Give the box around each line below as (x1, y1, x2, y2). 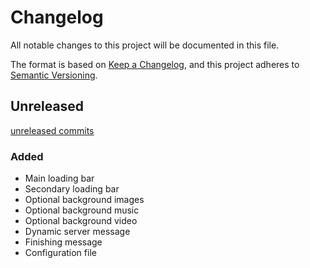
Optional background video (24, 215, 138, 227)
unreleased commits (10, 124, 95, 136)
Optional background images (24, 194, 145, 206)
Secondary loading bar (24, 183, 120, 195)
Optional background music (24, 204, 140, 216)
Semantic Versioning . (10, 69, 98, 81)
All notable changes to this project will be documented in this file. (10, 39, 280, 51)
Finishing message (24, 236, 103, 248)
